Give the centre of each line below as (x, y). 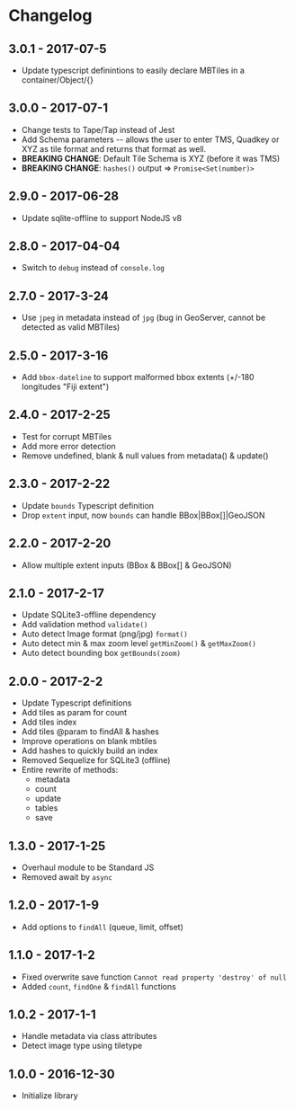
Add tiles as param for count (74, 713)
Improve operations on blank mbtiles (89, 741)
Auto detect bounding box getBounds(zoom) (101, 653)
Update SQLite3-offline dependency (89, 615)
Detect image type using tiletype (82, 1046)
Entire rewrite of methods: (70, 770)
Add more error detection (68, 446)
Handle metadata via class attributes (89, 1036)
